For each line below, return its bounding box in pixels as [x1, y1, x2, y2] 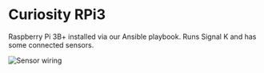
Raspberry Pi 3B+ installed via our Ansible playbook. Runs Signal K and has [8, 32, 257, 41]
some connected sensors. [8, 40, 94, 49]
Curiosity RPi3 [8, 6, 106, 24]
